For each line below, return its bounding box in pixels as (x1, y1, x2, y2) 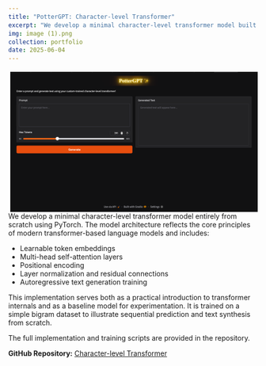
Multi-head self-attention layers (19, 252, 123, 261)
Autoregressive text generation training (19, 277, 148, 287)
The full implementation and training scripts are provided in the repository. (8, 333, 251, 342)
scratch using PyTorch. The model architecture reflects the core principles (8, 219, 251, 229)
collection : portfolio (8, 38, 83, 46)
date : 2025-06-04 (8, 46, 66, 55)
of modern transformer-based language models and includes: (8, 228, 210, 238)
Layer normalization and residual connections (19, 269, 169, 278)
